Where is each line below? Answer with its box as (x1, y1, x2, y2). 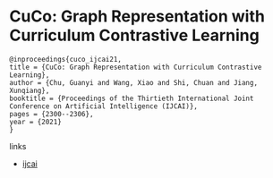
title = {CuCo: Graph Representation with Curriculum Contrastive (9, 63, 262, 72)
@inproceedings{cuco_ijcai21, (9, 55, 123, 64)
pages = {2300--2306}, (9, 109, 94, 118)
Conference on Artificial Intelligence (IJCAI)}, (9, 101, 199, 111)
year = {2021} (9, 117, 63, 126)
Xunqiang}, (9, 86, 50, 95)
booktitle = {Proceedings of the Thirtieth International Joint (9, 94, 254, 103)
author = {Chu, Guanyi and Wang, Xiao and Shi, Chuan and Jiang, (9, 78, 258, 87)
